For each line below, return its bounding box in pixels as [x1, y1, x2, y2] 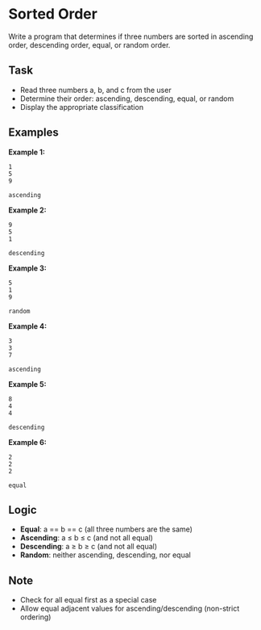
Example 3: [8, 263, 47, 273]
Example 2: [8, 205, 47, 215]
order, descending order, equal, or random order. [8, 40, 171, 49]
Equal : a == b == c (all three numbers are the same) [19, 524, 193, 534]
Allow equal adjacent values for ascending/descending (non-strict [19, 603, 240, 614]
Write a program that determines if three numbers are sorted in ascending [8, 31, 254, 41]
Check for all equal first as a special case [19, 595, 157, 605]
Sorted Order [8, 5, 98, 23]
